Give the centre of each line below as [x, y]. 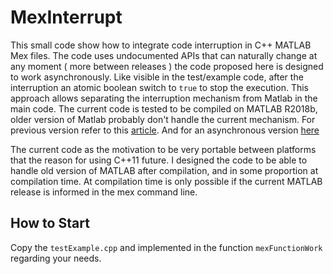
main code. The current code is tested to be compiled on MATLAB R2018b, [164, 108]
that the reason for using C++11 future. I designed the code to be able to [159, 160]
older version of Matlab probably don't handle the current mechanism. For [163, 119]
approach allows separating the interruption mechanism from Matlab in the [164, 98]
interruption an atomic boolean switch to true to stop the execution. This [159, 87]
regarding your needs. [56, 258]
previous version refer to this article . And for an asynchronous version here [165, 130]
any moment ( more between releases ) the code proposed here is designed [167, 66]
